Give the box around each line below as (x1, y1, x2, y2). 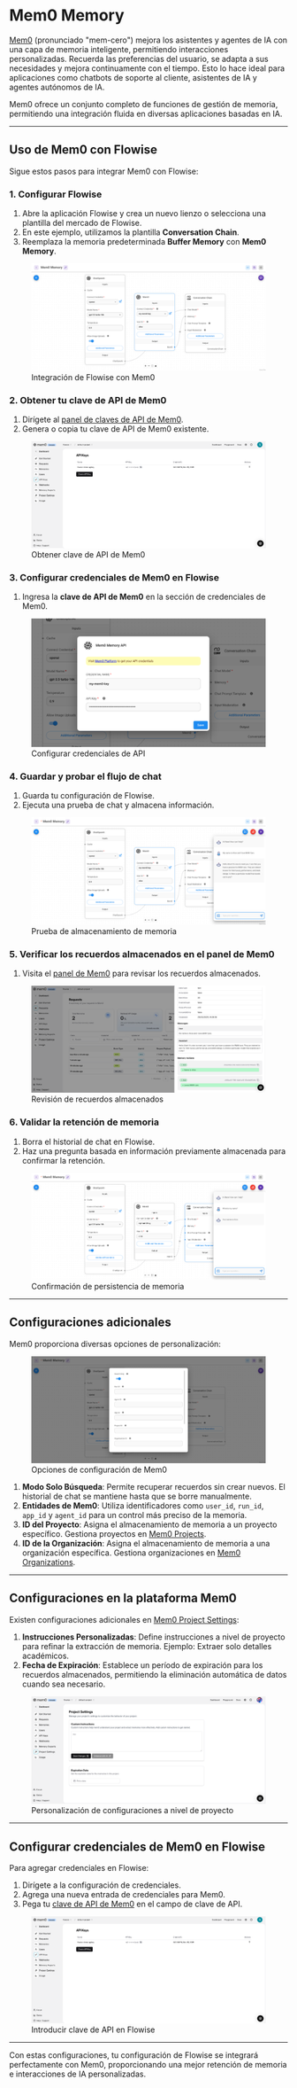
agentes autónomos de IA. (9, 82, 105, 92)
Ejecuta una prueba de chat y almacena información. (21, 799, 215, 810)
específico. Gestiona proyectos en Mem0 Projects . (21, 1528, 207, 1539)
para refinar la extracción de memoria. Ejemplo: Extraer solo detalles (21, 1640, 272, 1651)
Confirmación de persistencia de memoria (31, 1281, 185, 1291)
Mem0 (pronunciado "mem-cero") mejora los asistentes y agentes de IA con (9, 35, 288, 45)
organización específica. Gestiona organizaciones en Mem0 (21, 1547, 241, 1558)
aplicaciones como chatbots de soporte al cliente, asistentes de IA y (9, 72, 258, 82)
